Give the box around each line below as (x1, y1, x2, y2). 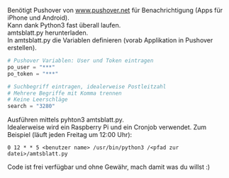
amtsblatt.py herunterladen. (7, 28, 89, 37)
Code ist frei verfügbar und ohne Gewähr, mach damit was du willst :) (7, 162, 211, 172)
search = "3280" (7, 102, 55, 110)
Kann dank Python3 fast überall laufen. (7, 21, 121, 29)
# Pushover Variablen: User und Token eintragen (7, 57, 154, 64)
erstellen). (7, 44, 37, 52)
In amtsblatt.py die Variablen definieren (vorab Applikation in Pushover (7, 36, 213, 44)
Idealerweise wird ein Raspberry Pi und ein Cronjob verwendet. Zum (7, 123, 207, 131)
